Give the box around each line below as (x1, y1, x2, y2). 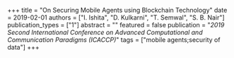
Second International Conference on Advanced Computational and (7, 28, 203, 36)
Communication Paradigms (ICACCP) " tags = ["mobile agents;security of (7, 36, 221, 44)
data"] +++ (7, 43, 40, 51)
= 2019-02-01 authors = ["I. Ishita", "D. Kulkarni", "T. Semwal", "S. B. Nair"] (7, 13, 225, 22)
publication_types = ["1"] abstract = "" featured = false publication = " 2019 (7, 21, 225, 29)
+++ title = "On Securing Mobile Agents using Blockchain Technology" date (7, 6, 228, 14)
